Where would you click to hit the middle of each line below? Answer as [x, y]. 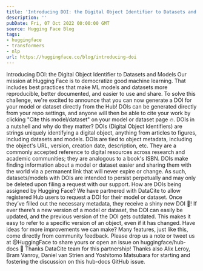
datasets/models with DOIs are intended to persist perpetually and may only [101, 178]
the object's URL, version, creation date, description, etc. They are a [92, 146]
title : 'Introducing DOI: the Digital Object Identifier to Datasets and [101, 12]
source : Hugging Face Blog [40, 29]
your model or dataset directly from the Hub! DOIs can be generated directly [101, 106]
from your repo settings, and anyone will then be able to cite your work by [98, 113]
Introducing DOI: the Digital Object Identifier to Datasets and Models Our [96, 74]
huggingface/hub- [163, 242]
